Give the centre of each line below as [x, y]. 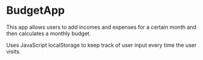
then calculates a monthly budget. [49, 33]
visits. [14, 51]
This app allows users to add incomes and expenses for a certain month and [101, 27]
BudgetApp [36, 10]
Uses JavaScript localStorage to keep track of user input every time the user [101, 45]
